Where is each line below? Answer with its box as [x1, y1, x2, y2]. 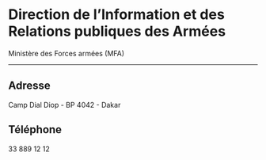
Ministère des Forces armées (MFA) [8, 48, 125, 58]
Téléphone [8, 123, 62, 136]
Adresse [8, 79, 51, 93]
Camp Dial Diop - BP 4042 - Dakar [8, 100, 121, 109]
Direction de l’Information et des [8, 6, 226, 24]
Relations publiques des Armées [8, 22, 226, 40]
